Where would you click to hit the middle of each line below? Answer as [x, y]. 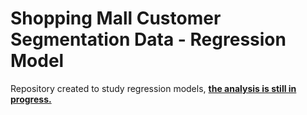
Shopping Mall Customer [116, 18]
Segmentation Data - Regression [148, 39]
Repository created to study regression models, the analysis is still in [153, 88]
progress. [31, 99]
